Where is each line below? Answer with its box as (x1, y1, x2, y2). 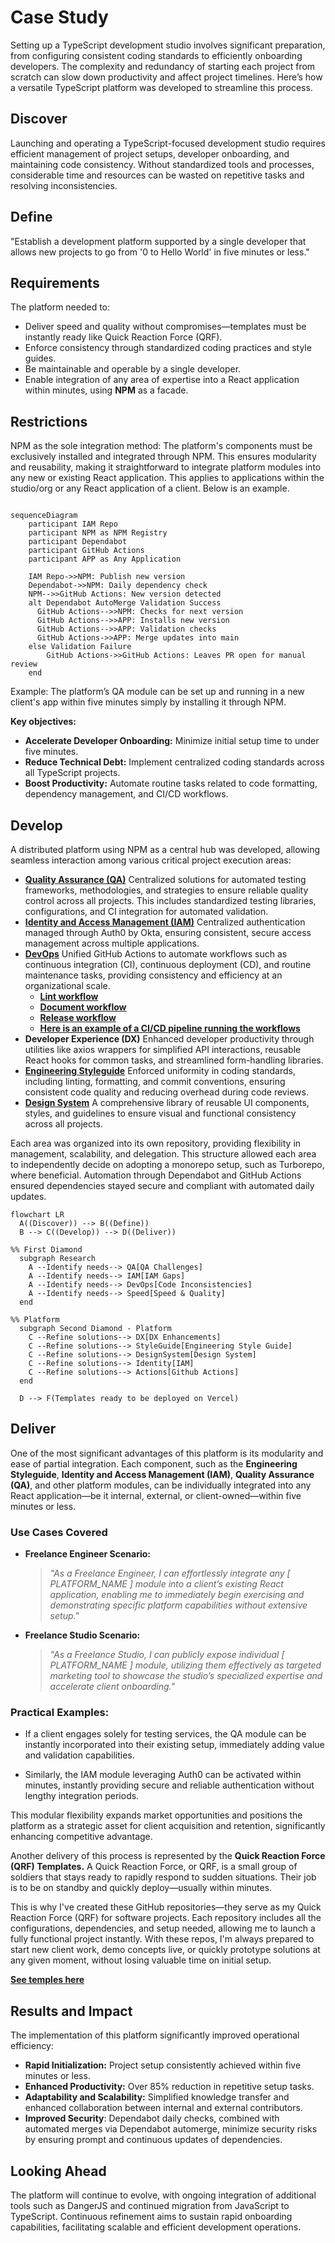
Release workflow (39, 1012, 117, 1023)
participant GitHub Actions (28, 546, 145, 556)
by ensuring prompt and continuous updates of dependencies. (24, 2134, 283, 2146)
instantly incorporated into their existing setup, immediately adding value (24, 1739, 325, 1751)
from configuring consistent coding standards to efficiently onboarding (10, 49, 303, 61)
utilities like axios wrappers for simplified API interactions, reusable (24, 1044, 302, 1055)
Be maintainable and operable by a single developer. (24, 363, 242, 375)
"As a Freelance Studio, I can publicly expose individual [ (49, 1649, 285, 1661)
